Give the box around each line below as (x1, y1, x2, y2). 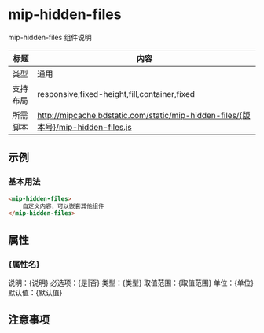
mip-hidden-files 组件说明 (8, 32, 92, 42)
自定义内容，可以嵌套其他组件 (22, 202, 104, 210)
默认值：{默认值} (8, 287, 63, 297)
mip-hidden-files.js (58, 121, 132, 132)
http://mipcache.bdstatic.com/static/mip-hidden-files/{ (37, 109, 243, 120)
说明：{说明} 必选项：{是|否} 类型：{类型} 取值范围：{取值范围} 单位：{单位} (8, 278, 255, 287)
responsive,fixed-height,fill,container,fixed (37, 88, 195, 99)
